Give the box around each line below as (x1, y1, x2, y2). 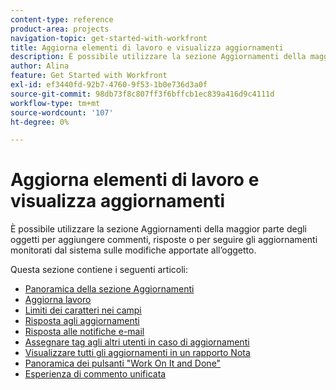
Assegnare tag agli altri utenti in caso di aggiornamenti (24, 336, 250, 348)
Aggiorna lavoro (24, 294, 92, 306)
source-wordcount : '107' (10, 107, 114, 118)
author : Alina (10, 61, 70, 71)
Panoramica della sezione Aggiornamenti (24, 283, 195, 295)
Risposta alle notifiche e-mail (24, 326, 145, 338)
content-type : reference (10, 14, 114, 25)
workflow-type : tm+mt (10, 98, 101, 108)
